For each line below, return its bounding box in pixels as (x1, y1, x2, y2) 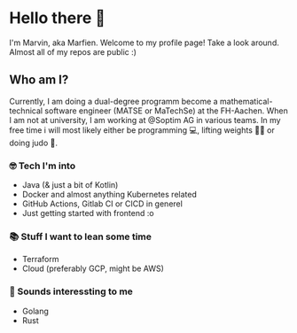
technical (9, 105, 43, 116)
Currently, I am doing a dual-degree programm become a (9, 96, 219, 106)
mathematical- (220, 96, 273, 106)
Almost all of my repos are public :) (9, 46, 137, 57)
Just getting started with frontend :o (21, 208, 154, 219)
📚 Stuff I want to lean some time (9, 230, 152, 243)
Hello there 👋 (9, 8, 106, 28)
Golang (21, 306, 49, 316)
